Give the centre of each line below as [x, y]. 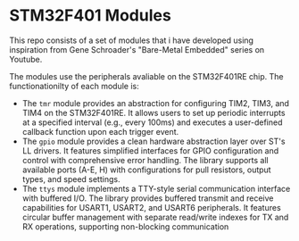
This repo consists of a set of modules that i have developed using [132, 40]
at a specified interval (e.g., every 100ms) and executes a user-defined [152, 122]
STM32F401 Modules [90, 16]
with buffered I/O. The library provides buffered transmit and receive [148, 198]
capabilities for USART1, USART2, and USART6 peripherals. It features [151, 207]
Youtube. [26, 59]
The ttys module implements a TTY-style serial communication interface [156, 188]
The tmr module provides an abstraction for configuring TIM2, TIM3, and [156, 103]
